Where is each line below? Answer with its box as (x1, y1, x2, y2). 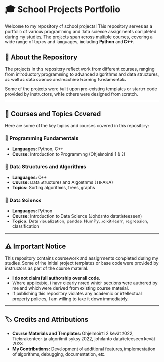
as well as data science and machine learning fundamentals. (5, 76, 127, 82)
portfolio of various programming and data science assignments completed (5, 28, 157, 34)
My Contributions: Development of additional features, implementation (12, 346, 156, 352)
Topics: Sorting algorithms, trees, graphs (12, 185, 95, 191)
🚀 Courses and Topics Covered (5, 110, 101, 118)
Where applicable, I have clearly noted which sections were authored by (12, 280, 158, 286)
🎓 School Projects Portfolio (5, 4, 121, 15)
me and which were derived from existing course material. (12, 285, 129, 291)
